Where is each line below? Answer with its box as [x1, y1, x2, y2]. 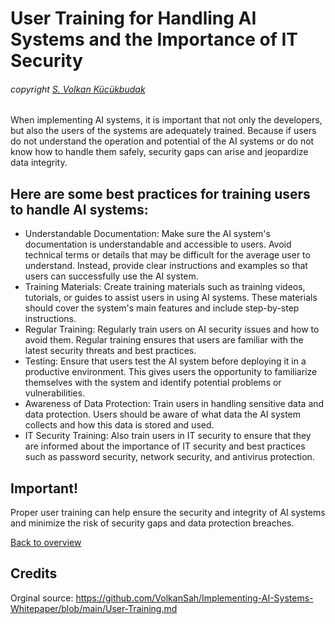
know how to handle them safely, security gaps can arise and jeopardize [10, 146, 309, 158]
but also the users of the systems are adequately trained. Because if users [10, 125, 317, 137]
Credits [10, 565, 58, 582]
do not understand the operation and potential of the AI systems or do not [10, 135, 315, 147]
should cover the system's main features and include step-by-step [24, 302, 300, 314]
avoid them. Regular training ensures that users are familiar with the [24, 334, 304, 346]
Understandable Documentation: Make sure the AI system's [24, 228, 271, 240]
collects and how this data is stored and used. [24, 419, 215, 431]
